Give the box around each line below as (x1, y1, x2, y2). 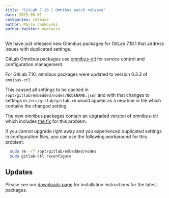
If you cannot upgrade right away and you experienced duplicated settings (5, 128, 162, 135)
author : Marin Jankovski (5, 21, 58, 27)
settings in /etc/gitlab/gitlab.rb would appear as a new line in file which (5, 98, 161, 104)
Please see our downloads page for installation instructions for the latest (5, 181, 157, 187)
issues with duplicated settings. (5, 46, 72, 52)
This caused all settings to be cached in (5, 86, 89, 93)
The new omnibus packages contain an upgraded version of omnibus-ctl (5, 113, 158, 119)
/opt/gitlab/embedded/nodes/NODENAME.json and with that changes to (5, 92, 150, 98)
